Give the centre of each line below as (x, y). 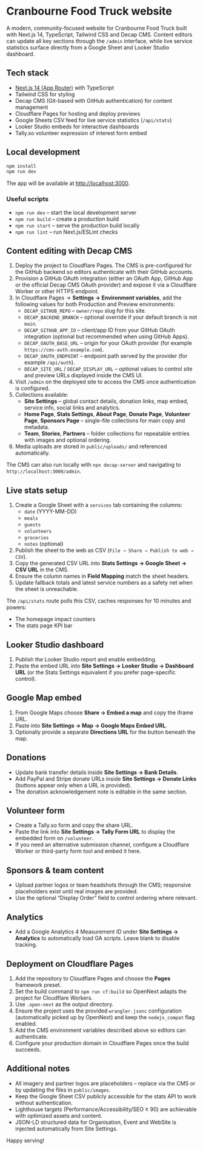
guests (32, 525)
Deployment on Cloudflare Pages (70, 964)
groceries (37, 538)
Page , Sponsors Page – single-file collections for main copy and (105, 420)
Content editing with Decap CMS (69, 251)
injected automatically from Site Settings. (66, 1128)
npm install (21, 166)
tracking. (26, 945)
